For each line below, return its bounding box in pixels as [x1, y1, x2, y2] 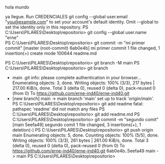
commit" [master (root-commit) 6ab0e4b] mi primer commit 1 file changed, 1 [5, 45, 160, 51]
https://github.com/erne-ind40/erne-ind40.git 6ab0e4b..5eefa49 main [12, 148, 156, 154]
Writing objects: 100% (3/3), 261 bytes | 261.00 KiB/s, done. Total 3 [12, 137, 149, 143]
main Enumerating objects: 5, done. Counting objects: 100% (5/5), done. [12, 132, 159, 138]
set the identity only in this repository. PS [5, 24, 89, 30]
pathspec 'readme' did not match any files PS [12, 106, 105, 112]
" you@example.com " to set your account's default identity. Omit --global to [5, 19, 159, 25]
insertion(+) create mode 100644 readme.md [5, 50, 97, 56]
